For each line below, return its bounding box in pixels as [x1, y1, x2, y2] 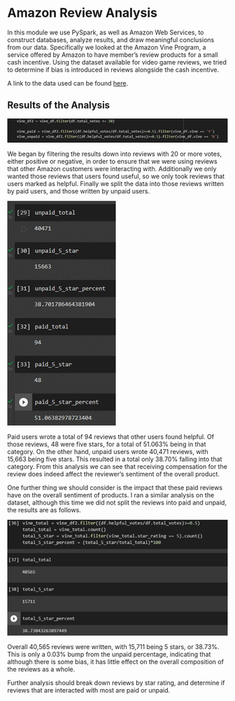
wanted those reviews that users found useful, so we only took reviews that [7, 172, 225, 180]
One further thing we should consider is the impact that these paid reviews [7, 483, 222, 492]
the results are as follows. [7, 505, 82, 514]
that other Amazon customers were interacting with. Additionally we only [7, 164, 217, 173]
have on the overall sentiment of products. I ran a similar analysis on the [7, 490, 215, 499]
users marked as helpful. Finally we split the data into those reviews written [7, 179, 225, 187]
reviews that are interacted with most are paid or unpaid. [7, 686, 171, 694]
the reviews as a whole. [7, 665, 76, 673]
